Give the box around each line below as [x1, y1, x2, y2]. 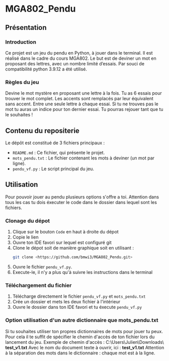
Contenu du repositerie [5, 126, 80, 135]
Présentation [5, 23, 47, 32]
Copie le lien [12, 234, 39, 240]
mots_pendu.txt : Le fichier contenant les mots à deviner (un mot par [12, 155, 155, 161]
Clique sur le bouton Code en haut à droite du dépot [12, 229, 119, 235]
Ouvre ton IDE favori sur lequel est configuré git [12, 239, 112, 246]
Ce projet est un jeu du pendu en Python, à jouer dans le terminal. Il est [5, 50, 153, 56]
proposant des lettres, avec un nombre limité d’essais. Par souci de [5, 60, 145, 66]
